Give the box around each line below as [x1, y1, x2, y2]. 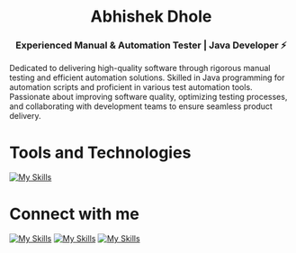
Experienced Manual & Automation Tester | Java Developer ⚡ [15, 39, 287, 51]
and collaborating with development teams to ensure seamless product [9, 101, 273, 112]
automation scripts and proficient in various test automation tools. [9, 82, 254, 93]
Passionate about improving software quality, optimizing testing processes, [9, 92, 288, 103]
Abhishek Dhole [90, 6, 212, 27]
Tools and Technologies [9, 142, 192, 163]
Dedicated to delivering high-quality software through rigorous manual [9, 63, 271, 74]
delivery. [9, 111, 42, 122]
